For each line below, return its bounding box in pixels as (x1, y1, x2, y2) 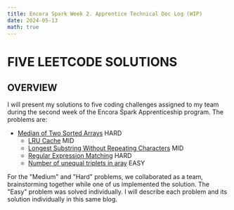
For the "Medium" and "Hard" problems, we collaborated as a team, (7, 173, 204, 181)
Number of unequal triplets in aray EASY (27, 159, 145, 168)
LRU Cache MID (27, 137, 74, 145)
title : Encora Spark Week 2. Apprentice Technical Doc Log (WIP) (7, 10, 202, 18)
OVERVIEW (7, 82, 58, 94)
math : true (7, 23, 39, 30)
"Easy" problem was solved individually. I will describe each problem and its (7, 187, 228, 196)
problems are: (7, 116, 48, 124)
